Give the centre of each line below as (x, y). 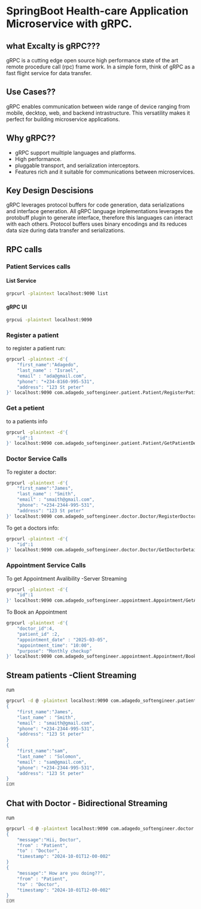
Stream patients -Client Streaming (71, 675)
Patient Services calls (38, 267)
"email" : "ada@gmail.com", (52, 376)
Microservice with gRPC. (69, 24)
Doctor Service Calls (37, 459)
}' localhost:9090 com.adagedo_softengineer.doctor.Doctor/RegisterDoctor (101, 516)
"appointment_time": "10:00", (55, 645)
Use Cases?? (31, 92)
